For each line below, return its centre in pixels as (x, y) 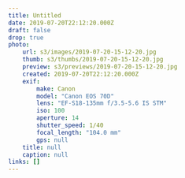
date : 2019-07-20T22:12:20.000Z (61, 23)
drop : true (26, 37)
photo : (19, 45)
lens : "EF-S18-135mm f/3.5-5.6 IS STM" (102, 103)
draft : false (30, 30)
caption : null (45, 154)
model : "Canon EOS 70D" (75, 96)
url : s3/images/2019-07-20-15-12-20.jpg (89, 52)
